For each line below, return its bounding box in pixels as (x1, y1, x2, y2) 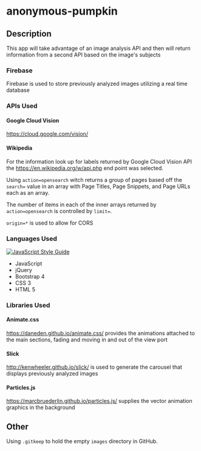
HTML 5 (15, 285, 36, 293)
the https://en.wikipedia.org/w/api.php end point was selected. (6, 164, 164, 172)
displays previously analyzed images (6, 370, 98, 377)
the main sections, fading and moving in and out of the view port (6, 336, 168, 343)
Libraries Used (6, 301, 50, 309)
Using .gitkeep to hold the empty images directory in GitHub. (6, 438, 158, 445)
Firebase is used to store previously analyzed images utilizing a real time (6, 80, 188, 88)
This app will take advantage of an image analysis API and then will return (6, 44, 191, 52)
